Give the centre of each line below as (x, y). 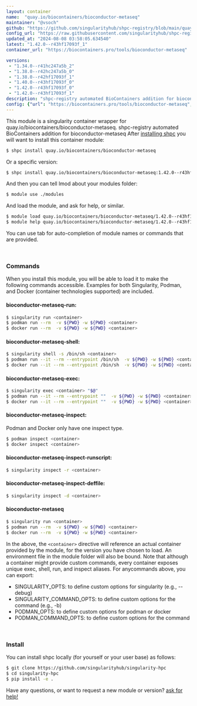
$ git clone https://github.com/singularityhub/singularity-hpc (86, 668)
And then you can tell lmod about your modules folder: (72, 184)
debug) (23, 592)
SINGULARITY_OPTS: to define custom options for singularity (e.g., (96, 587)
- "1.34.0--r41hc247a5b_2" (42, 66)
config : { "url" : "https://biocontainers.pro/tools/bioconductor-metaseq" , (99, 104)
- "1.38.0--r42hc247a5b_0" (42, 71)
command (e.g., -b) (38, 605)
